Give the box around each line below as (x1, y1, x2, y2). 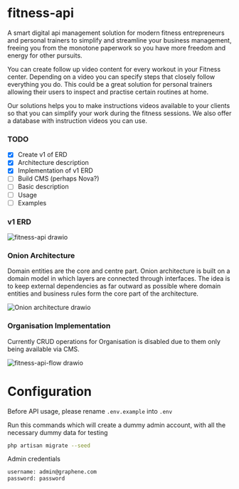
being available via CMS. (7, 345, 80, 353)
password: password (7, 475, 65, 483)
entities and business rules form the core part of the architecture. (7, 289, 199, 298)
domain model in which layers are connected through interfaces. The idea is (7, 274, 230, 283)
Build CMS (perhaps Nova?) (17, 174, 100, 183)
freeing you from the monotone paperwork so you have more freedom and (7, 43, 226, 52)
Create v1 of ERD (17, 151, 68, 159)
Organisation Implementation (7, 321, 111, 331)
